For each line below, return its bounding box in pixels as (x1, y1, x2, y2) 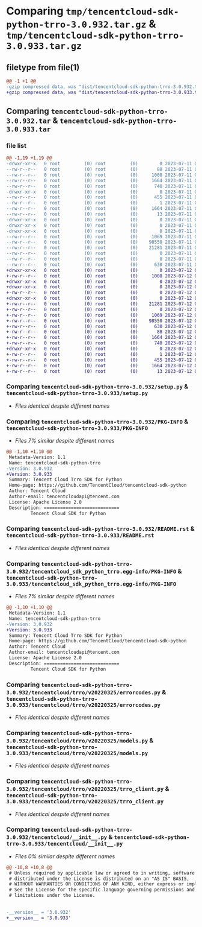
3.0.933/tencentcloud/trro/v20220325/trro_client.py (6, 798, 164, 805)
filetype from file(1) (6, 62, 80, 72)
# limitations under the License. (8, 893, 96, 899)
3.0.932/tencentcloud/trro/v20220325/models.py (6, 737, 148, 744)
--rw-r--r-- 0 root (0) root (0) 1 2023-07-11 (6, 200, 192, 206)
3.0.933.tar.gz (6, 40, 82, 52)
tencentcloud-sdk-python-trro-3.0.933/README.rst (6, 532, 155, 539)
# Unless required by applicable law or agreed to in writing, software (8, 870, 195, 876)
